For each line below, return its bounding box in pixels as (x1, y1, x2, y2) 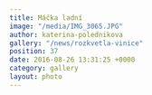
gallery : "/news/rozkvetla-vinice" (9, 38, 144, 48)
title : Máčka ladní (9, 13, 83, 23)
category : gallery (9, 64, 79, 73)
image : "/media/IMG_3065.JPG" (9, 22, 124, 31)
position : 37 (9, 47, 59, 56)
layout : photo (9, 72, 63, 81)
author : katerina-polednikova (9, 30, 124, 39)
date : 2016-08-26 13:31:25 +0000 (9, 55, 136, 64)
